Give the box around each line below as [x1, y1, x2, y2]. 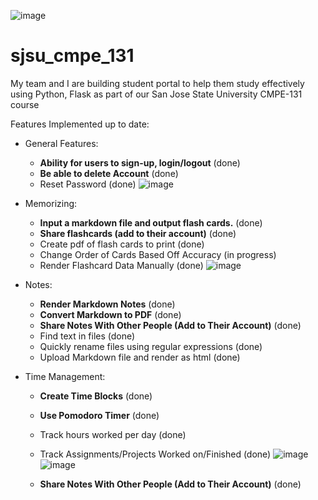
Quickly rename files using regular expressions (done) [39, 340, 263, 352]
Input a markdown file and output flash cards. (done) [39, 216, 263, 229]
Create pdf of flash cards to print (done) [39, 238, 205, 250]
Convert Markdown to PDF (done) [39, 308, 182, 320]
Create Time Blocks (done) [39, 390, 153, 402]
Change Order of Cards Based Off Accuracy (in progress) [39, 248, 277, 260]
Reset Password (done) [39, 178, 137, 190]
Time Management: [24, 370, 106, 382]
